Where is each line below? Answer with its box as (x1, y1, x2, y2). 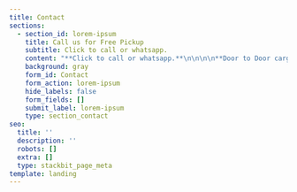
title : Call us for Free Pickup (25, 37, 144, 47)
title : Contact (9, 12, 65, 22)
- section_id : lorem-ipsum (17, 29, 117, 38)
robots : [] (17, 144, 57, 153)
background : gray (25, 63, 89, 72)
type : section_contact (25, 111, 109, 120)
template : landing (9, 169, 77, 178)
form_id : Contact (25, 71, 89, 80)
